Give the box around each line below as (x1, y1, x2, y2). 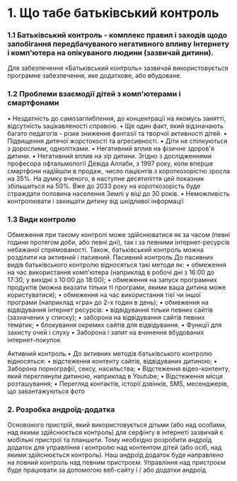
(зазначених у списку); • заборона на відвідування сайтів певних (7, 313, 205, 322)
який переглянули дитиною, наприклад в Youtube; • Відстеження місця (7, 372, 223, 381)
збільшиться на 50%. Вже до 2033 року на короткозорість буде (7, 182, 201, 190)
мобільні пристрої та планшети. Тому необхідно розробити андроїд (7, 436, 212, 444)
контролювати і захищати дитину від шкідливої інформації (7, 197, 184, 205)
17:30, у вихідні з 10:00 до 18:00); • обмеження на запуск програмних (7, 276, 217, 284)
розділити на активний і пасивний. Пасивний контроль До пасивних (7, 253, 214, 262)
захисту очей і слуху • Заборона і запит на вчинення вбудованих (7, 328, 204, 337)
